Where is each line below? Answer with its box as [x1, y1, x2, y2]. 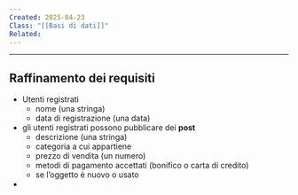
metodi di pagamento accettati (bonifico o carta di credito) [35, 160, 249, 171]
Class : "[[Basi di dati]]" [9, 21, 109, 30]
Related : [9, 29, 42, 38]
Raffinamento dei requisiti [9, 70, 155, 85]
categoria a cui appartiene [35, 141, 132, 152]
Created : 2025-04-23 [9, 12, 86, 22]
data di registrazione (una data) [35, 113, 151, 124]
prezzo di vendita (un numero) [35, 151, 146, 161]
